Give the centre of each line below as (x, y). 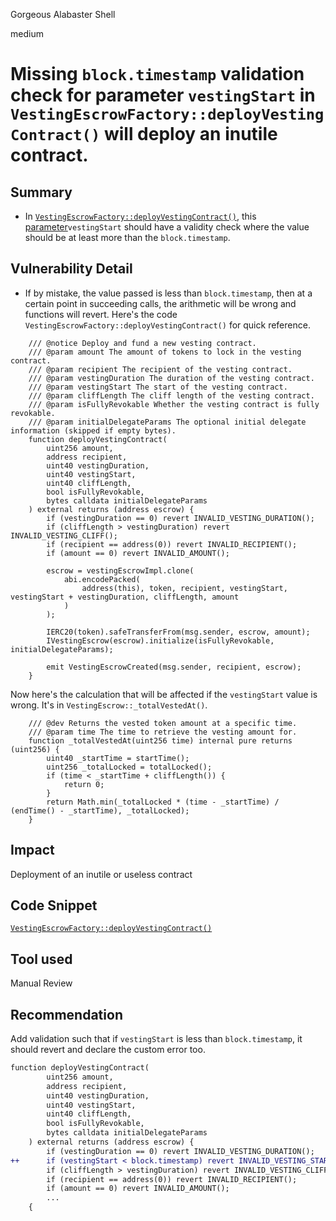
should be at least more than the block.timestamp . (127, 237)
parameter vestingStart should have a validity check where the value (167, 227)
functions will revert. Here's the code (101, 314)
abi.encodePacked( (102, 579)
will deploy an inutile (190, 134)
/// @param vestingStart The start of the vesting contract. (158, 387)
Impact (32, 850)
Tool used (41, 959)
